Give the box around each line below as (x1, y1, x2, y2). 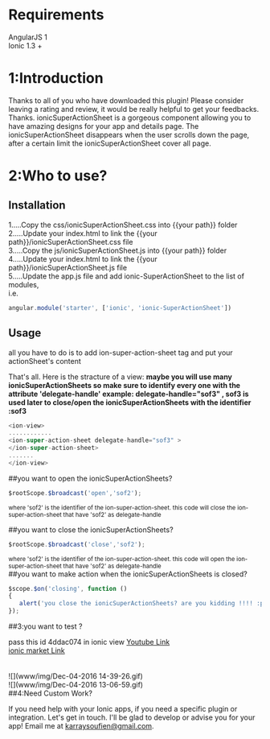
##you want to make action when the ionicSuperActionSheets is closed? (8, 569, 247, 579)
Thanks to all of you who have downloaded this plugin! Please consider (8, 95, 244, 105)
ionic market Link (8, 646, 66, 655)
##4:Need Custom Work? (8, 688, 92, 698)
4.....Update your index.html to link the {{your (8, 254, 158, 263)
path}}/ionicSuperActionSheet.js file (8, 262, 127, 272)
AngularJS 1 (8, 32, 48, 42)
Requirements (8, 6, 104, 24)
